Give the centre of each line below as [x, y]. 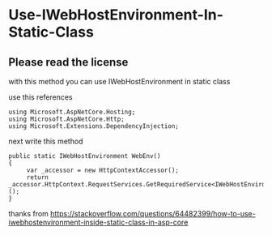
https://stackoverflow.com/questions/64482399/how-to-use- [153, 214]
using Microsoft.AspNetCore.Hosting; [72, 112]
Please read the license [68, 62]
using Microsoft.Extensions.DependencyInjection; [94, 126]
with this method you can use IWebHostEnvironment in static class [119, 81]
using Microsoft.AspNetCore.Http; [67, 119]
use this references [40, 97]
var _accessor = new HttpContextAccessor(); [103, 170]
